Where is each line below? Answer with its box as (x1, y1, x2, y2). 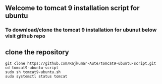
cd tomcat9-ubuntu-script (5, 65, 58, 71)
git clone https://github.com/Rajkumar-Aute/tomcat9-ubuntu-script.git (5, 61, 156, 66)
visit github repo (5, 33, 46, 40)
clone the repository (5, 48, 69, 56)
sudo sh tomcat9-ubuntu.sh (5, 70, 61, 75)
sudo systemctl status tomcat (5, 74, 68, 79)
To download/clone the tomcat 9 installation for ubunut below (5, 27, 157, 34)
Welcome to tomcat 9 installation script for (5, 4, 140, 12)
